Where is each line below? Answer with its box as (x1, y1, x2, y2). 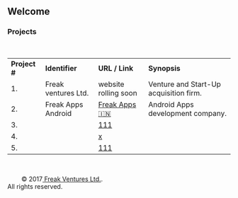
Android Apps (148, 99, 194, 109)
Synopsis (148, 63, 181, 73)
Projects (7, 27, 37, 37)
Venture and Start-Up (148, 79, 222, 89)
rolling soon (98, 88, 137, 98)
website (98, 79, 125, 89)
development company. (148, 108, 227, 118)
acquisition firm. (148, 88, 202, 98)
